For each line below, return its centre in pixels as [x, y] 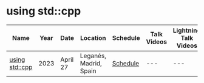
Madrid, [91, 63]
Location [93, 38]
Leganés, [93, 56]
